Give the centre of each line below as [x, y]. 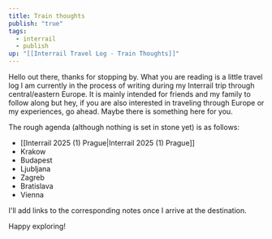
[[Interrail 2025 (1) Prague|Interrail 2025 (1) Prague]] [107, 143]
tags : [17, 31]
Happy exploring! [37, 226]
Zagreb [32, 177]
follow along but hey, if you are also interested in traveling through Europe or [136, 103]
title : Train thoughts [47, 16]
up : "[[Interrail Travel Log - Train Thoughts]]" [94, 54]
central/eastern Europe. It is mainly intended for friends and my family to [130, 94]
